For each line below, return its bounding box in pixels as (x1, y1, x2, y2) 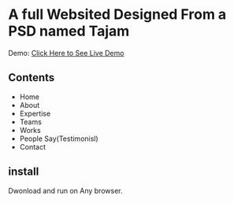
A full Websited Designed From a (8, 6, 227, 24)
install (8, 165, 39, 179)
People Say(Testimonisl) (19, 134, 98, 143)
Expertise (19, 109, 51, 118)
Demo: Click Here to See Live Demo (8, 48, 124, 57)
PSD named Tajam (8, 22, 130, 40)
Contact (19, 142, 46, 151)
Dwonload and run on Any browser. (8, 186, 123, 195)
